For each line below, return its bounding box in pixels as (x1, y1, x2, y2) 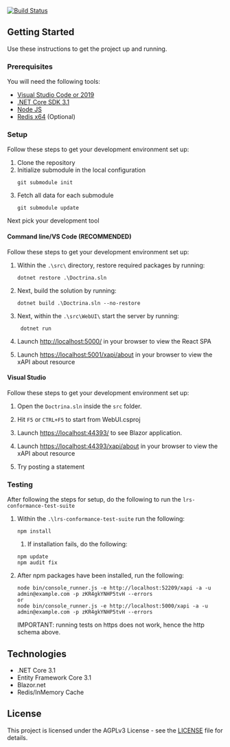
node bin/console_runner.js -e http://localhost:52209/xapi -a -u (16, 585, 211, 592)
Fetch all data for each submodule (16, 191, 114, 199)
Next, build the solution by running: (16, 286, 117, 295)
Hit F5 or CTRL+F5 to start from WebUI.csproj (16, 415, 141, 423)
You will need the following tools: (7, 78, 101, 86)
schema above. (16, 628, 61, 636)
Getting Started (7, 26, 75, 38)
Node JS (16, 105, 43, 113)
